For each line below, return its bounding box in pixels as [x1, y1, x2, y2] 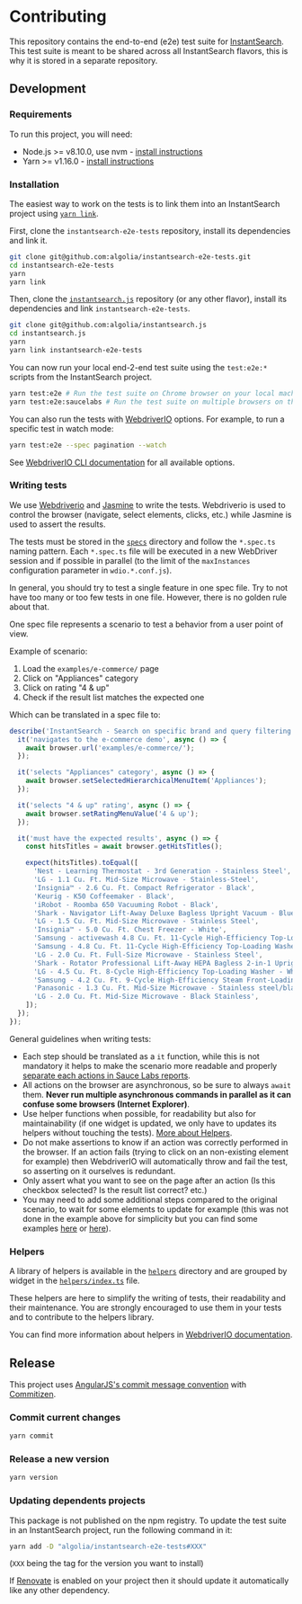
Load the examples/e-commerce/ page [22, 663, 160, 673]
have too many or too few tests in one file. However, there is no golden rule [9, 592, 288, 602]
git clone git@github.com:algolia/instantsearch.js [9, 321, 207, 330]
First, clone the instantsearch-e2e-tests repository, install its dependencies [9, 225, 291, 236]
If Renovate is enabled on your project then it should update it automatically [9, 1575, 289, 1586]
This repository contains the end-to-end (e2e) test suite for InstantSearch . [9, 36, 285, 47]
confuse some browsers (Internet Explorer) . [22, 1099, 191, 1109]
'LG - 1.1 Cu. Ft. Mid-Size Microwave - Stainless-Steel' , [32, 875, 259, 885]
